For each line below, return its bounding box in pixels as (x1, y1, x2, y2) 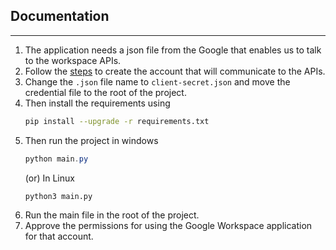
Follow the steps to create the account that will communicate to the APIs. (24, 65, 326, 77)
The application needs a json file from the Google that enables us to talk (24, 44, 322, 56)
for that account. (24, 230, 94, 243)
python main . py (24, 154, 89, 164)
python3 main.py (24, 191, 93, 201)
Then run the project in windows (24, 134, 159, 146)
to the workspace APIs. (24, 54, 122, 66)
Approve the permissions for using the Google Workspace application (24, 220, 313, 232)
